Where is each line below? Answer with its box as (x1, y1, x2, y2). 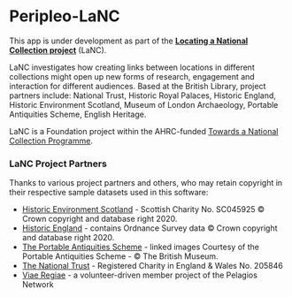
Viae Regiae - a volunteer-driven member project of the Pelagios (21, 270, 258, 280)
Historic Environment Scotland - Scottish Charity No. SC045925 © (21, 204, 265, 215)
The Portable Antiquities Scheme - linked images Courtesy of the (21, 241, 259, 253)
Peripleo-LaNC (9, 6, 121, 27)
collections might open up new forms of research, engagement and (9, 71, 255, 81)
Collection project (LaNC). (9, 44, 107, 55)
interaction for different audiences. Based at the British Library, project (9, 80, 266, 91)
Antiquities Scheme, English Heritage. (9, 109, 147, 119)
